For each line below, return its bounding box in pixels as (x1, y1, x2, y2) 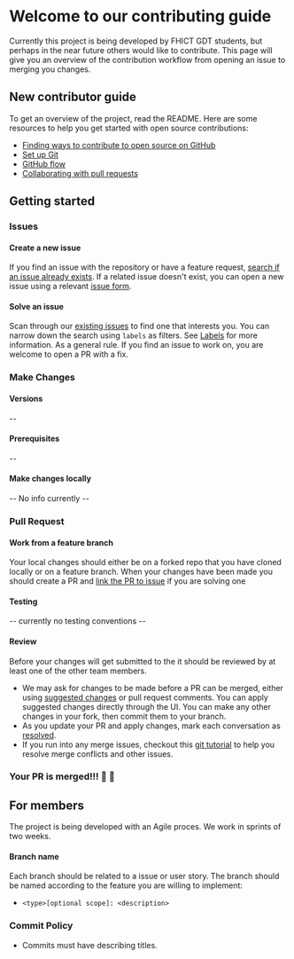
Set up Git (21, 149, 59, 160)
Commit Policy (9, 920, 73, 932)
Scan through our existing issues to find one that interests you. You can (9, 321, 270, 332)
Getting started (9, 193, 96, 209)
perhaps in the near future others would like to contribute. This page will (9, 44, 273, 55)
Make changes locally (9, 473, 91, 484)
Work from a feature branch (9, 537, 113, 547)
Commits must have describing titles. (21, 939, 158, 950)
